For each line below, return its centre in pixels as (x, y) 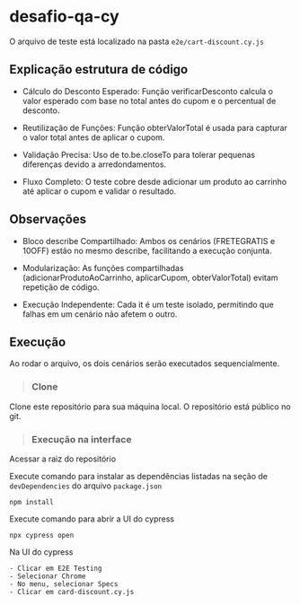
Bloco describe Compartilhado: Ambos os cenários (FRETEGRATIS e (149, 241)
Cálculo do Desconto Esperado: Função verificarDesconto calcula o (148, 91)
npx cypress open (42, 535)
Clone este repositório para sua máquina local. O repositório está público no (150, 407)
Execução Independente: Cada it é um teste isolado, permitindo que (148, 304)
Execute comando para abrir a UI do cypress (92, 519)
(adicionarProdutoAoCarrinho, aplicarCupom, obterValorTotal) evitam (150, 277)
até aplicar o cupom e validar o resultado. (99, 191)
